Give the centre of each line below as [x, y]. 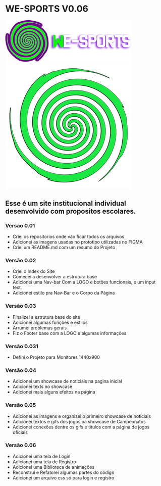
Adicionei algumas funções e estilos [50, 322]
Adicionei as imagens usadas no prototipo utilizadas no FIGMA [77, 242]
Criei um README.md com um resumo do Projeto [64, 248]
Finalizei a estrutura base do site [46, 317]
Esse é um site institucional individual [66, 203]
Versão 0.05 [21, 405]
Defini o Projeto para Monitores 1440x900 [56, 357]
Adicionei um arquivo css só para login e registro [63, 477]
